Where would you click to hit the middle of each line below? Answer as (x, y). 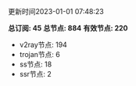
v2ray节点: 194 (43, 45)
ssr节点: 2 (36, 74)
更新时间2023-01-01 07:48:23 (56, 11)
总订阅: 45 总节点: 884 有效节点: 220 (68, 28)
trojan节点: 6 (39, 54)
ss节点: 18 (36, 64)
